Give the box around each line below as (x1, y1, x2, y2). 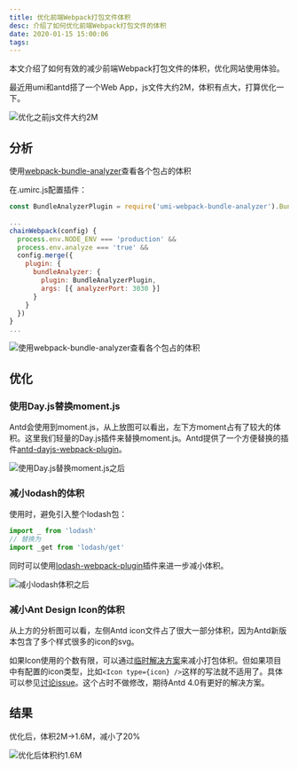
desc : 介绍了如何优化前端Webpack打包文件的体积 (9, 21, 167, 30)
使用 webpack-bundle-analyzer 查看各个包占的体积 (9, 166, 192, 177)
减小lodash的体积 (9, 487, 85, 499)
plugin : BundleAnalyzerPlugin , (41, 276, 157, 285)
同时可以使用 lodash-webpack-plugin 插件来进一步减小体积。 (9, 560, 229, 570)
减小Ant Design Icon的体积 (9, 603, 126, 616)
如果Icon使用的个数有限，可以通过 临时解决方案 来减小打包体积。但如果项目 (9, 655, 282, 666)
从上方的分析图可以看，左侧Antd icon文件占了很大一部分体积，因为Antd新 (9, 625, 279, 636)
